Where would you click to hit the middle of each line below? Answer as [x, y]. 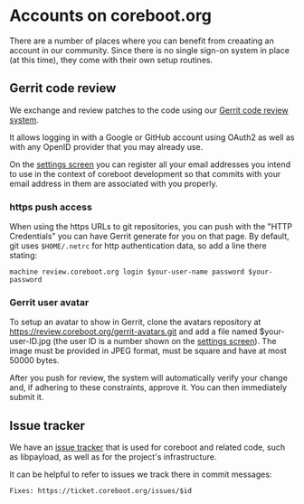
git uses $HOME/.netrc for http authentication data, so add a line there [138, 246]
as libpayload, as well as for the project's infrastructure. [113, 457]
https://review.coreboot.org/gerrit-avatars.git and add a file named [133, 331]
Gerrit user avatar [49, 302]
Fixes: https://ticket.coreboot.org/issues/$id [101, 491]
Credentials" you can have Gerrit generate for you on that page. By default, [149, 237]
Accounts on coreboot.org [111, 16]
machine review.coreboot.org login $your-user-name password [127, 272]
